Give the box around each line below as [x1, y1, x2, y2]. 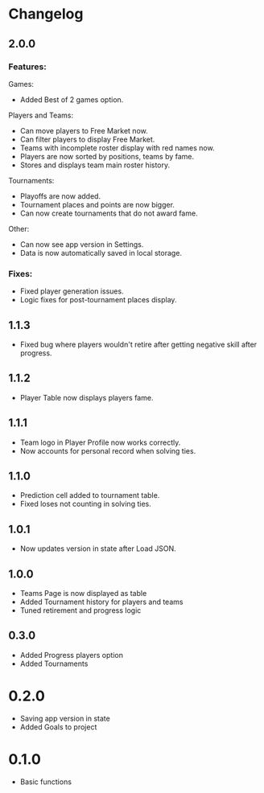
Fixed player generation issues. [19, 286, 124, 296]
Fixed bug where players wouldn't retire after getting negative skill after [19, 339, 258, 349]
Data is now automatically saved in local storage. [19, 248, 183, 257]
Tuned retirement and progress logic [19, 606, 142, 615]
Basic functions [19, 777, 72, 787]
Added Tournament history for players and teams [19, 597, 184, 607]
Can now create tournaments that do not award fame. [19, 208, 199, 218]
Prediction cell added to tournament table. [19, 491, 160, 500]
